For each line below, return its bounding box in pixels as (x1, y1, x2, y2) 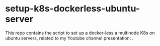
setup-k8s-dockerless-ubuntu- (5, 3, 140, 14)
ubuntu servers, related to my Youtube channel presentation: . (5, 35, 134, 41)
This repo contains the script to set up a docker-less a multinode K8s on (5, 30, 155, 36)
